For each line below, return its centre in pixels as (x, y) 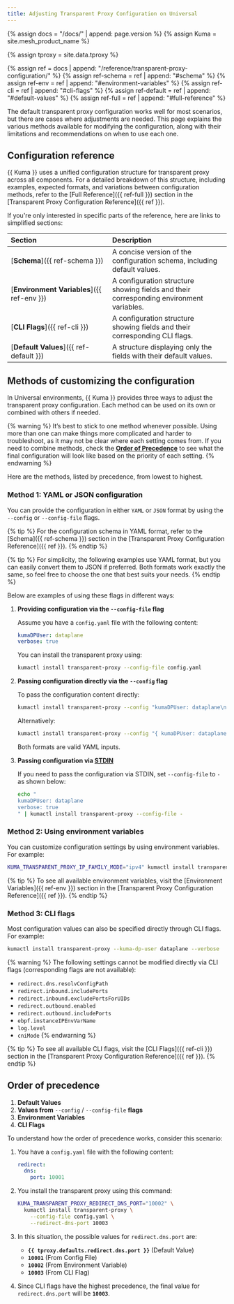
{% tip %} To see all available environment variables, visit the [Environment (115, 881)
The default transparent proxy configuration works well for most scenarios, (115, 111)
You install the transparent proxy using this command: (95, 1191)
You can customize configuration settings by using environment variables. (114, 847)
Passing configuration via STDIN (65, 760)
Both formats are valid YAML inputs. (69, 747)
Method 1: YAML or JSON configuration (75, 495)
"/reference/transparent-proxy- (143, 68)
